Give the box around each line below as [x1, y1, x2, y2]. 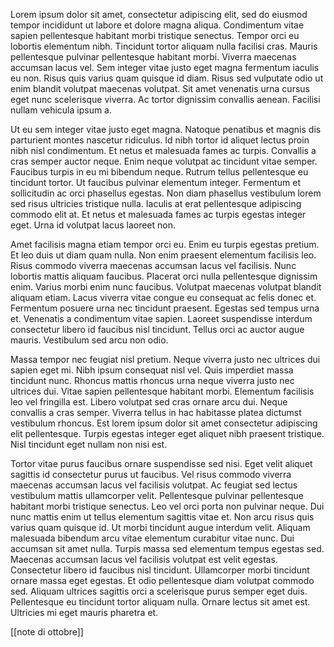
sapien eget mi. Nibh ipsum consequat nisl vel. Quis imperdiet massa [10, 364, 294, 376]
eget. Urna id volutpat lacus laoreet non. [10, 219, 177, 231]
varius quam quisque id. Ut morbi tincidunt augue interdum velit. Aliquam [10, 522, 311, 533]
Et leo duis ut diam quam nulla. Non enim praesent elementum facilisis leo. [10, 249, 317, 261]
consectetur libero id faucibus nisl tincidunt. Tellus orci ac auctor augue [10, 324, 305, 335]
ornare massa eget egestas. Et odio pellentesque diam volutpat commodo [10, 575, 315, 586]
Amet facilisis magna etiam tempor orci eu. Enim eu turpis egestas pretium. [10, 239, 320, 250]
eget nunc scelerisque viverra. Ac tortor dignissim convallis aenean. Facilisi [10, 94, 321, 105]
